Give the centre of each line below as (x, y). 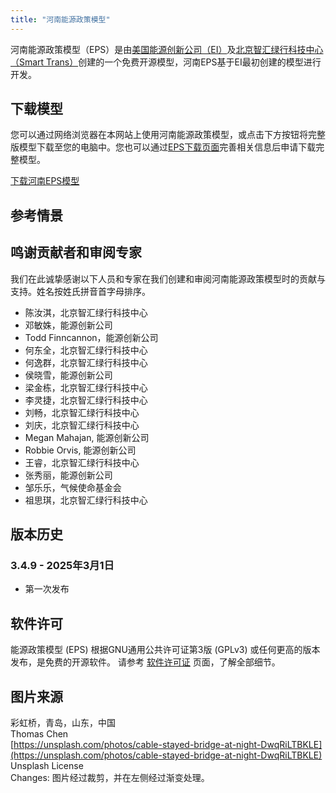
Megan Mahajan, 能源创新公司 (87, 437)
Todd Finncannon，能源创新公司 (91, 337)
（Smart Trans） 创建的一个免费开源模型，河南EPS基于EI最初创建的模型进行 (166, 62)
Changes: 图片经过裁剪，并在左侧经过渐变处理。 (110, 777)
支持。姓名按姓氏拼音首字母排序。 (80, 291)
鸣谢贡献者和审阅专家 (76, 252)
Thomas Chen (39, 733)
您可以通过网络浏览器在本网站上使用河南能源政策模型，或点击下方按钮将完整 (168, 135)
